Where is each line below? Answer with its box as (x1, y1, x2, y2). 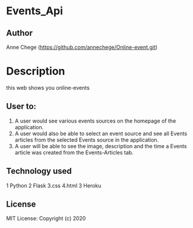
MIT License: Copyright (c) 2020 (6, 215, 86, 222)
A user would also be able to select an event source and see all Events (14, 130, 188, 137)
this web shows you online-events (6, 84, 90, 91)
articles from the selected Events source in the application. (14, 136, 159, 143)
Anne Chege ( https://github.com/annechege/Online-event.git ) (6, 43, 158, 51)
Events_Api (6, 4, 64, 18)
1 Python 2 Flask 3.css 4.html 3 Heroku (6, 182, 102, 189)
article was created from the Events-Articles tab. (14, 149, 134, 156)
